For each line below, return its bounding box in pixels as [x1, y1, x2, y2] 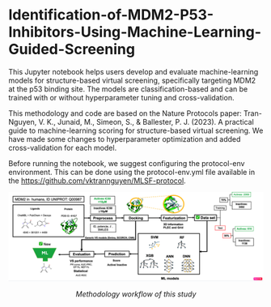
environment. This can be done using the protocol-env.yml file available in [8, 167, 256, 177]
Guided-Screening [8, 41, 136, 58]
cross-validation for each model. [8, 143, 117, 152]
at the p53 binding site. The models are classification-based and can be [8, 83, 248, 94]
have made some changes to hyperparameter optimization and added [8, 134, 241, 143]
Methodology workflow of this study [75, 289, 197, 299]
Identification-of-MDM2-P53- [8, 6, 214, 24]
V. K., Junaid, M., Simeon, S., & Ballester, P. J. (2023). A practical [38, 117, 255, 126]
